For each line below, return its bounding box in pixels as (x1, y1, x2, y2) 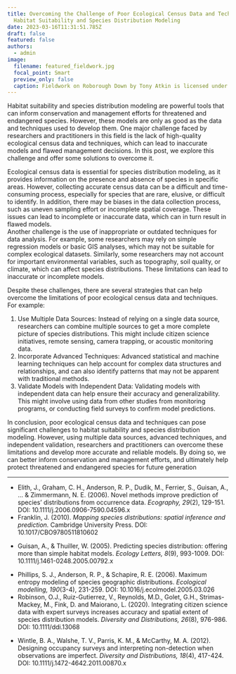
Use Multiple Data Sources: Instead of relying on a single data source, (17, 315, 220, 323)
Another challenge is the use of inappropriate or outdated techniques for (7, 227, 218, 236)
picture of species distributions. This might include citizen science (17, 330, 209, 338)
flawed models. (7, 220, 52, 229)
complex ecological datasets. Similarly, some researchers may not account (7, 250, 224, 258)
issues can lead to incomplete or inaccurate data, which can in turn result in (7, 213, 227, 221)
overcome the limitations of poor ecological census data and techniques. (7, 294, 218, 302)
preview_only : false (13, 75, 74, 83)
